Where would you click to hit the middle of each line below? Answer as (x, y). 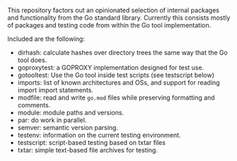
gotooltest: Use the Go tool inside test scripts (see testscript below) (116, 75)
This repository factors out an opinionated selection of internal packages (113, 10)
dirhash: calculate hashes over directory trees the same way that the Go (122, 53)
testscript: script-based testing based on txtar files (92, 143)
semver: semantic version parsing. (68, 127)
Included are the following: (46, 39)
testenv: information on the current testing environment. (99, 135)
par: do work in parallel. (52, 120)
